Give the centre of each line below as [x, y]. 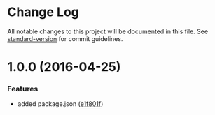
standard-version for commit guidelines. [65, 38]
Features [23, 89]
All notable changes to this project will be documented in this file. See [108, 31]
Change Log [43, 12]
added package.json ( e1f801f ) [60, 104]
